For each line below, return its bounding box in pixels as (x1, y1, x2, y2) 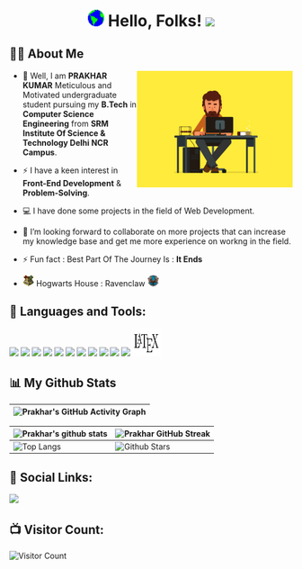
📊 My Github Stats (9, 375, 117, 391)
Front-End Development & (22, 177, 122, 188)
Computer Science (22, 108, 94, 119)
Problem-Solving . (22, 187, 90, 198)
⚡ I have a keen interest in (22, 165, 119, 176)
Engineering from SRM (22, 118, 110, 129)
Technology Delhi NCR (22, 137, 109, 148)
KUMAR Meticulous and (22, 79, 112, 90)
